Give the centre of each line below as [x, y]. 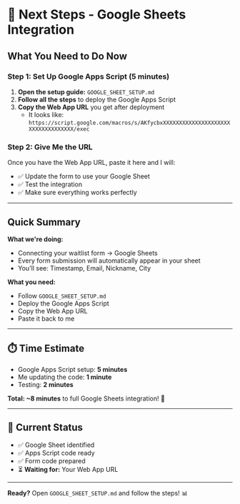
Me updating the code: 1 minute [65, 377]
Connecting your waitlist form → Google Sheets [88, 253]
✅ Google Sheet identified [56, 445]
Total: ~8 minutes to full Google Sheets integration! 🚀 [86, 398]
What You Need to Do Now [67, 56]
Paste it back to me [46, 318]
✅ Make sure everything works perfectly [77, 193]
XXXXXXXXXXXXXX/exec [59, 129]
